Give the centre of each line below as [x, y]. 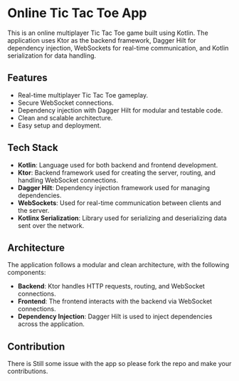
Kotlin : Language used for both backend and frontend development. [118, 165]
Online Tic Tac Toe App [77, 13]
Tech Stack [33, 148]
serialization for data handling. [52, 56]
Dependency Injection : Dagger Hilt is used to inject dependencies [115, 317]
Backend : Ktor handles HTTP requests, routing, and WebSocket [111, 286]
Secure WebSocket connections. [65, 103]
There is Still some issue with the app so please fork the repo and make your [119, 364]
